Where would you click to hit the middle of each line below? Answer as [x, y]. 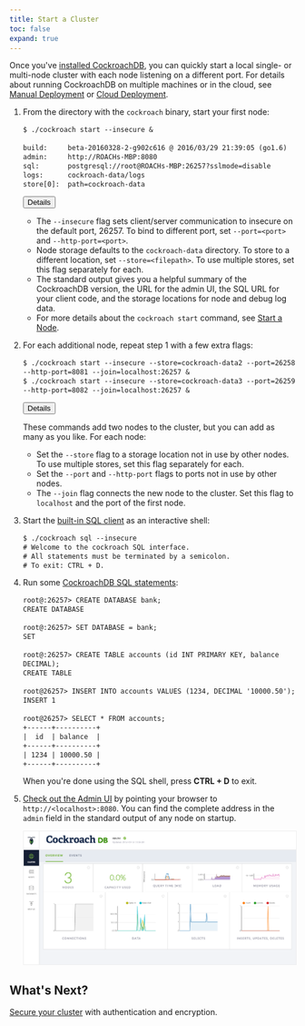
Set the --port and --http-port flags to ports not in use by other [157, 474]
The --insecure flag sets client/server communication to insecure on [164, 221]
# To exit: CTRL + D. [63, 566]
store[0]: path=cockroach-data [84, 185]
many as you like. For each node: [84, 437]
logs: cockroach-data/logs [84, 176]
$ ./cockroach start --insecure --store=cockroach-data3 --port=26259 [159, 381]
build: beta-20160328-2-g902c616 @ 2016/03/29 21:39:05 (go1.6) [155, 148]
